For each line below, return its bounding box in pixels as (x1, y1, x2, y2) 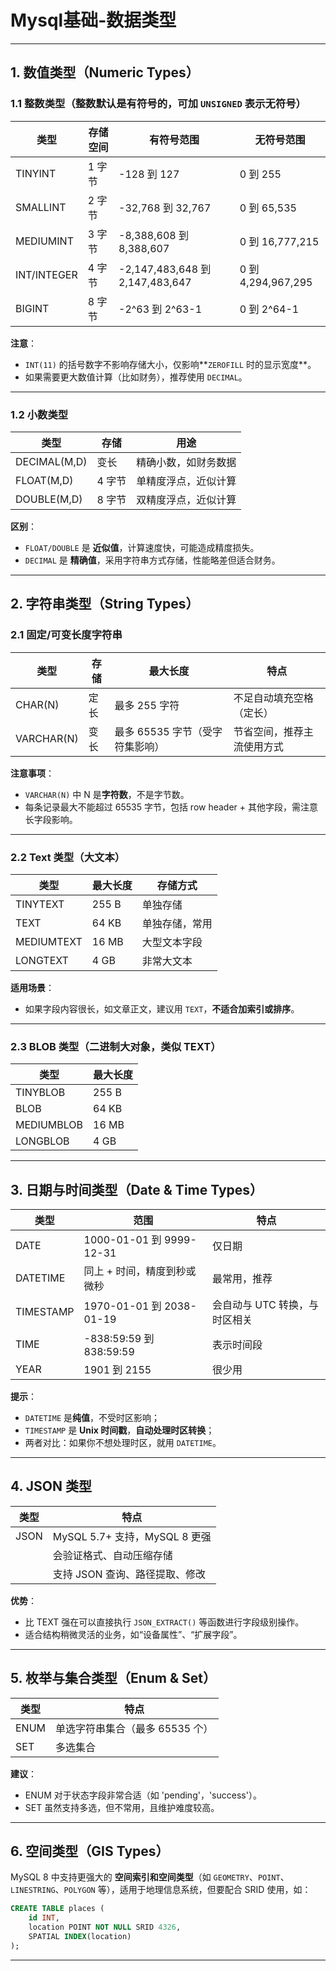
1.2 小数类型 (10, 407, 69, 421)
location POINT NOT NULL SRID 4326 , (28, 1922, 182, 1933)
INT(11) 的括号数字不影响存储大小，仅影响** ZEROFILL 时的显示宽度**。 (24, 358, 317, 370)
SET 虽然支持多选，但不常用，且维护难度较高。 (24, 1801, 220, 1813)
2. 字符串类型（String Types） (10, 596, 200, 613)
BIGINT (15, 301, 50, 315)
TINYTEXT (15, 897, 65, 911)
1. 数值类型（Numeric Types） (10, 64, 200, 81)
